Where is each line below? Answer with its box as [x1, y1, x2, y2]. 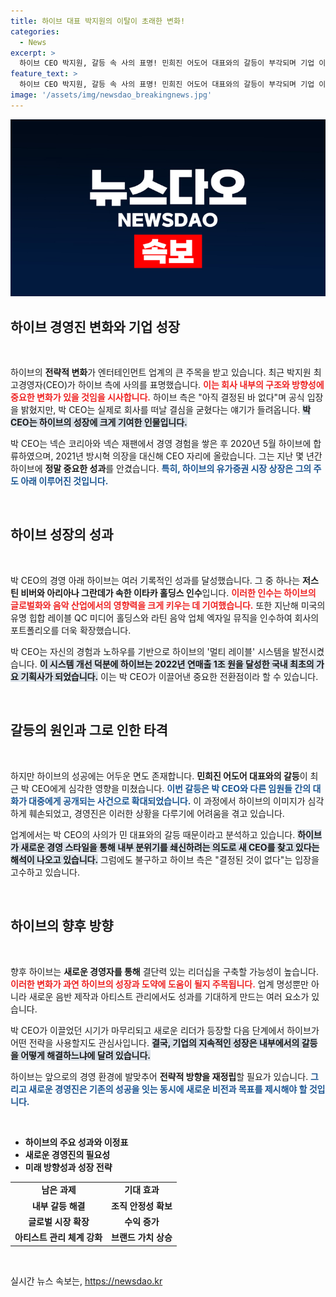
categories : [10, 26, 60, 37]
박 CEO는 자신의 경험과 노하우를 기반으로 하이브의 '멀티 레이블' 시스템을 [10, 645, 290, 657]
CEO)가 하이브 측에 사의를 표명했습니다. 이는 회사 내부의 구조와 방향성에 [45, 379, 325, 391]
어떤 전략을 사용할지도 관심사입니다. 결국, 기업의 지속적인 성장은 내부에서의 [10, 1036, 300, 1049]
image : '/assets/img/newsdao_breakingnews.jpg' [10, 90, 213, 100]
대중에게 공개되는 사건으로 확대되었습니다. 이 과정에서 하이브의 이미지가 [28, 795, 306, 807]
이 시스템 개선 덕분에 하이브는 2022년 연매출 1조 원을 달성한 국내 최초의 [39, 658, 315, 670]
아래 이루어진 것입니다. [20, 475, 109, 487]
